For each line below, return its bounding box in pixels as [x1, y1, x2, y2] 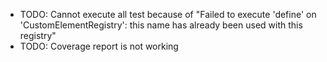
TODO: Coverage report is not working [19, 40, 179, 52]
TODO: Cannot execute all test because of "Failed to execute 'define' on [19, 9, 317, 20]
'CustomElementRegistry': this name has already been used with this [19, 19, 303, 31]
